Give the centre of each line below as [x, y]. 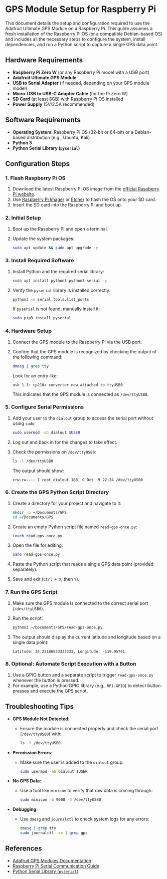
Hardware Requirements [44, 60]
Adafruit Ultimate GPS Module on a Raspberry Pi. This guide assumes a [79, 28]
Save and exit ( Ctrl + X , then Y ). [46, 579]
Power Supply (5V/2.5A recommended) [53, 104]
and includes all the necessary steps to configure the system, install [75, 39]
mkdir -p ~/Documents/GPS [39, 512]
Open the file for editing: [38, 545]
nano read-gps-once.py [36, 555]
